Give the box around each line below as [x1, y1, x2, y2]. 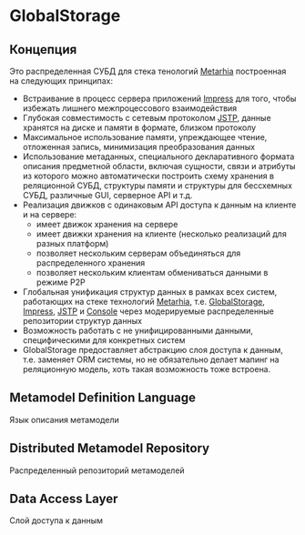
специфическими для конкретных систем [22, 335, 186, 346]
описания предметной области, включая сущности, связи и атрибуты [22, 161, 296, 171]
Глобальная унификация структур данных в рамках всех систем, [22, 287, 278, 297]
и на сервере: [22, 209, 77, 219]
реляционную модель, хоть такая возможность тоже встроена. [22, 364, 271, 374]
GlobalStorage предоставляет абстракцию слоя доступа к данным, [22, 345, 284, 355]
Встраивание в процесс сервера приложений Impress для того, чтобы [22, 93, 297, 104]
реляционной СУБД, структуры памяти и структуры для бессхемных [22, 180, 293, 191]
